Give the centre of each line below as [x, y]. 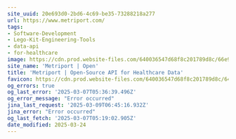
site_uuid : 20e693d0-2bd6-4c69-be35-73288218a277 [81, 14]
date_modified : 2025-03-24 [47, 125]
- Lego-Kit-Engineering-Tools [52, 40]
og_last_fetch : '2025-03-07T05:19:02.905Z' [72, 118]
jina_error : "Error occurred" [52, 112]
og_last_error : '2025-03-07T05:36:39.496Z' [72, 92]
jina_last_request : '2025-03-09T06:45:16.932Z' [78, 105]
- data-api [23, 46]
